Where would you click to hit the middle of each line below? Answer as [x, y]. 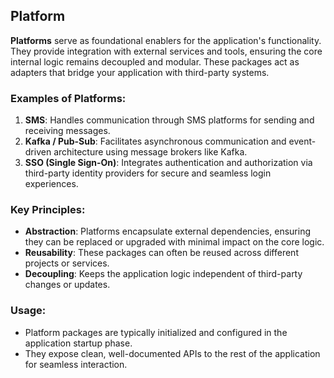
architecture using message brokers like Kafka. [150, 152]
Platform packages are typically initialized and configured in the [156, 332]
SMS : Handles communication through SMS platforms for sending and [169, 120]
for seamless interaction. [76, 364]
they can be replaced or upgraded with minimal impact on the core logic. [174, 242]
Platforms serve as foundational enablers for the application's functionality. [166, 40]
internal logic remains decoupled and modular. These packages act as [155, 61]
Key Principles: [48, 210]
